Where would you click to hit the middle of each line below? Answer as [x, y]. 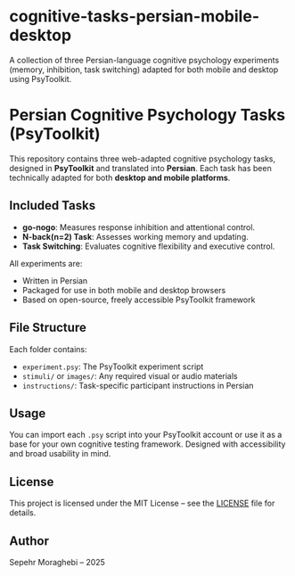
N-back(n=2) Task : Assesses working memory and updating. [135, 236]
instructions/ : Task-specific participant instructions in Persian [138, 385]
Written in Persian [55, 280]
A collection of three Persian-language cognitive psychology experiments [144, 60]
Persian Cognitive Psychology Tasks [147, 115]
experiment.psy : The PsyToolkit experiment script [113, 366]
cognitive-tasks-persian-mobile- [135, 16]
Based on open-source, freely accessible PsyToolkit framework [139, 300]
